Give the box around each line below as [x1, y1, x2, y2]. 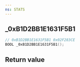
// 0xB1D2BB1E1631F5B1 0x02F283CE [5, 38, 76, 42]
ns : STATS [5, 7, 25, 12]
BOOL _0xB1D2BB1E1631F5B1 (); [5, 42, 64, 47]
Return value [5, 55, 45, 64]
